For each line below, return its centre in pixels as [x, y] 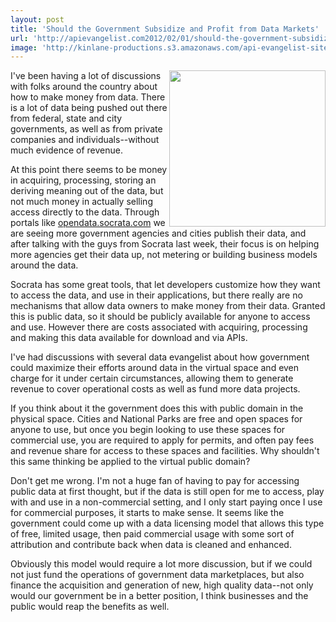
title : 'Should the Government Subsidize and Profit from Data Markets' [165, 29]
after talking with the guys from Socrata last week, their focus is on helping [165, 244]
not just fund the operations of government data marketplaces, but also [157, 575]
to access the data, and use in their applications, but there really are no [156, 295]
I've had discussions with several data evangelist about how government [160, 357]
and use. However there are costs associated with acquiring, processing [159, 327]
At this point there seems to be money [89, 170]
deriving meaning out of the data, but [87, 191]
